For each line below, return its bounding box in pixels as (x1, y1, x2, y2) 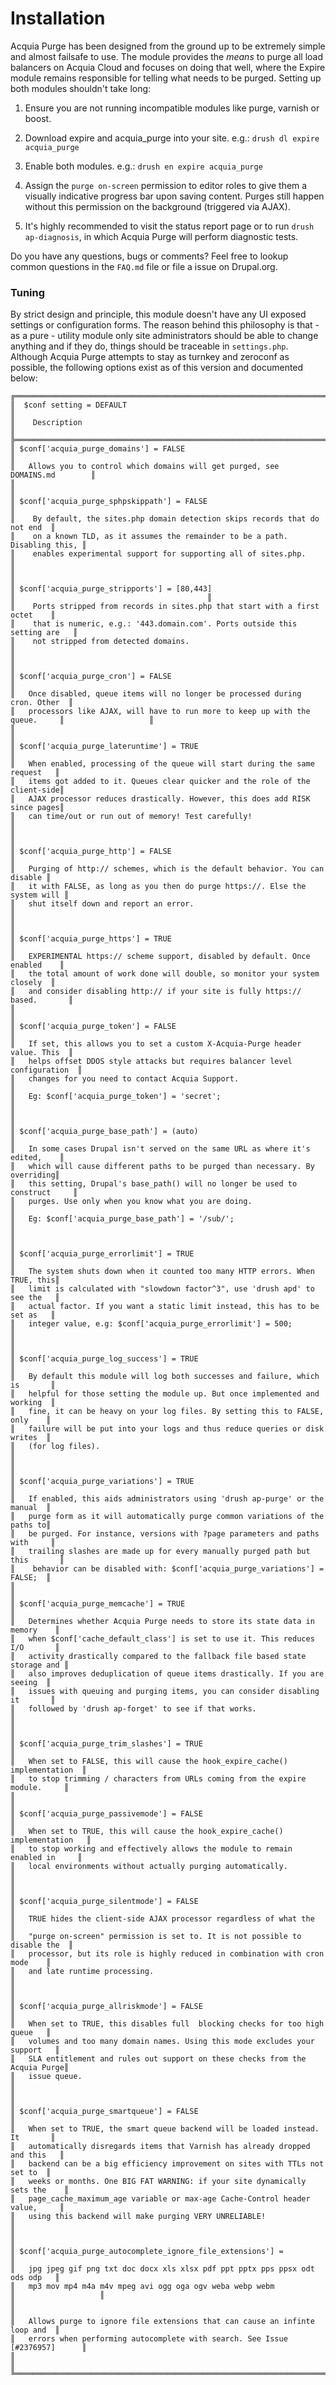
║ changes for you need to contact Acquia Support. (10, 1074, 240, 1084)
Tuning (10, 285, 46, 299)
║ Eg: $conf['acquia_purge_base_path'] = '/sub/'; (10, 1214, 235, 1224)
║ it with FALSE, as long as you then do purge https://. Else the (10, 882, 307, 892)
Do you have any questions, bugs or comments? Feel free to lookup (10, 250, 289, 262)
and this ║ (10, 2150, 65, 2161)
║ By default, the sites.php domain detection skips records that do (10, 514, 320, 524)
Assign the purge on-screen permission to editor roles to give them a (24, 179, 308, 191)
